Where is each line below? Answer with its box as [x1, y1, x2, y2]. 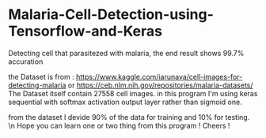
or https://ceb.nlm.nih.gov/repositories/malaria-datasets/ [67, 80, 253, 90]
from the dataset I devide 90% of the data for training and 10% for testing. [8, 112, 250, 121]
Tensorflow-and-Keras [8, 22, 162, 40]
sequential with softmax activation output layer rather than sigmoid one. [8, 97, 243, 106]
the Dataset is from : [8, 72, 75, 81]
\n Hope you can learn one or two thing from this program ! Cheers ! [8, 121, 230, 130]
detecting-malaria [8, 80, 66, 90]
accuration [8, 57, 44, 66]
